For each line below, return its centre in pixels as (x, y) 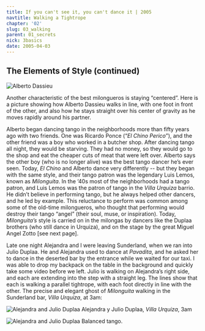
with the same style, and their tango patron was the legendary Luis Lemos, (100, 175)
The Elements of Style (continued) (73, 71)
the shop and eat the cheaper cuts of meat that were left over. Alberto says (101, 155)
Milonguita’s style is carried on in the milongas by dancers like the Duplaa (99, 220)
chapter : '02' (24, 23)
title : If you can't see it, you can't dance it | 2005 (79, 12)
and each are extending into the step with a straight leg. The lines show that (102, 278)
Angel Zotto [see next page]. (43, 233)
